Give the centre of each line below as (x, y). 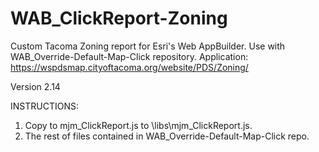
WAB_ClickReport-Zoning (119, 18)
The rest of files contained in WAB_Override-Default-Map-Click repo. (167, 136)
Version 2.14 (35, 86)
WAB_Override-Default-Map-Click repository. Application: (129, 56)
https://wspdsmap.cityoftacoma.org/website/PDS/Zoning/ (129, 67)
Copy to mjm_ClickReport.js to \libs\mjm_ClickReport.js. (138, 125)
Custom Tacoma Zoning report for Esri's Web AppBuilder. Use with (148, 46)
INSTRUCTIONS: (44, 106)
